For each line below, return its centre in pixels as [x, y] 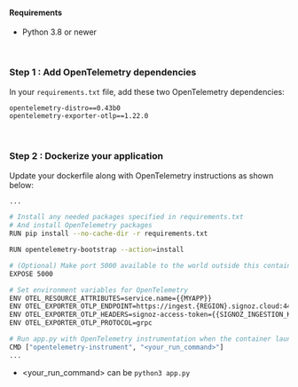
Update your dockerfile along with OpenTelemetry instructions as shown [141, 175]
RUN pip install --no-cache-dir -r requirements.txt [109, 234]
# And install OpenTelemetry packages [81, 225]
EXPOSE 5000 [31, 274]
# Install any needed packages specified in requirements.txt [126, 217]
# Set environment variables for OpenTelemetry [99, 290]
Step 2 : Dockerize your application [86, 156]
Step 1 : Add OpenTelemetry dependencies [103, 73]
